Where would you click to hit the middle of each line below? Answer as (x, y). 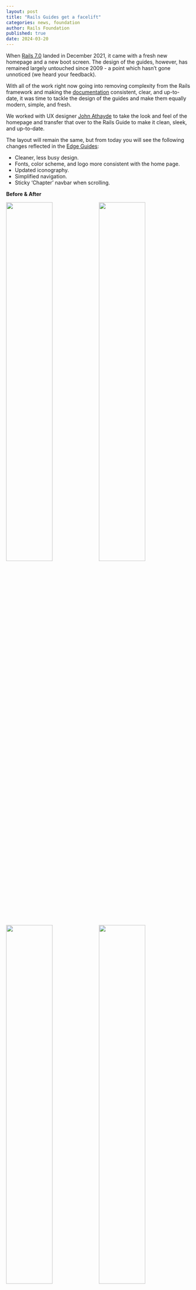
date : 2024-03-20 (27, 39)
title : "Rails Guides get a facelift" (54, 17)
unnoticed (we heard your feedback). (51, 74)
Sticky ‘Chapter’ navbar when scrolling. (62, 183)
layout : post (22, 11)
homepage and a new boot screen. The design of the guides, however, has (97, 62)
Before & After (24, 194)
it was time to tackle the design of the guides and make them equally (103, 98)
